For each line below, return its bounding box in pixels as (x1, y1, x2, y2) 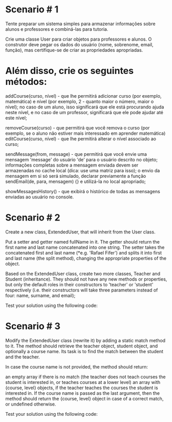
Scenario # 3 (5, 320, 61, 332)
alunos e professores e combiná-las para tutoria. (5, 26, 109, 32)
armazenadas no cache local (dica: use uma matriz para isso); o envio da (5, 167, 160, 173)
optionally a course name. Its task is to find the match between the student (5, 348, 163, 354)
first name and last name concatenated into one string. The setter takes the (5, 244, 165, 250)
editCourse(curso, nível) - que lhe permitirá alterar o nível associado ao (5, 135, 157, 142)
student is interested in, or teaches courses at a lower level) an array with (5, 379, 161, 385)
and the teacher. (5, 354, 40, 360)
